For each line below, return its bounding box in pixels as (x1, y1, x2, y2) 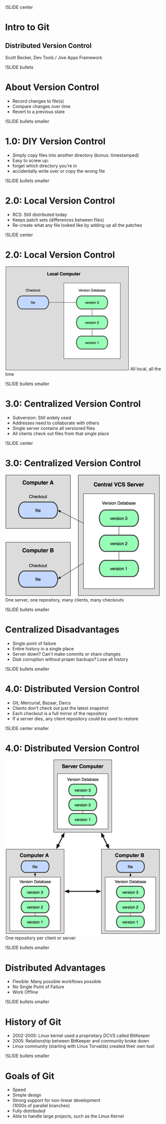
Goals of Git (5, 1070, 55, 1082)
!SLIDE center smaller (5, 725, 50, 731)
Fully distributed (12, 1108, 46, 1114)
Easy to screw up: (12, 157, 49, 163)
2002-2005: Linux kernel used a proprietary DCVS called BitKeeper (12, 1032, 150, 1039)
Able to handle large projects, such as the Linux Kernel (12, 1113, 124, 1119)
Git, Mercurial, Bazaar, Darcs (12, 700, 71, 706)
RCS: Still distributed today (12, 211, 67, 217)
